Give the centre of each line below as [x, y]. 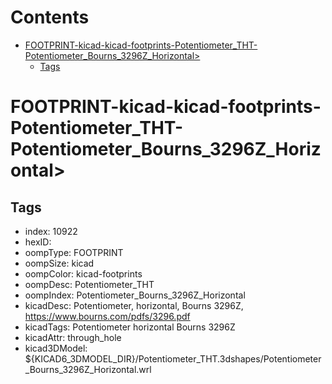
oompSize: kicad [59, 263]
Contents [50, 17]
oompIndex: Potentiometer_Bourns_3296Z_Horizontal [135, 295]
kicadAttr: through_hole [73, 337]
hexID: [38, 242]
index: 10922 [51, 231]
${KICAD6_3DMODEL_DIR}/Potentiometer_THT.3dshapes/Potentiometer [173, 358]
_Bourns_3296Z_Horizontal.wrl [88, 369]
